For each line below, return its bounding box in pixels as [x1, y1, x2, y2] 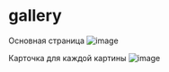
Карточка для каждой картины [8, 52, 127, 63]
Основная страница [8, 35, 85, 46]
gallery [8, 5, 62, 26]
